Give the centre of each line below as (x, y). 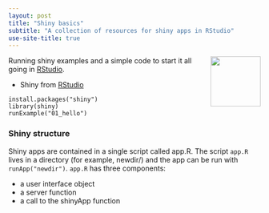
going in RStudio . (37, 70)
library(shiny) (34, 106)
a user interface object (57, 183)
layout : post (30, 16)
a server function (48, 192)
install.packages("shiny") (53, 100)
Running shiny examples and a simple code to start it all (100, 61)
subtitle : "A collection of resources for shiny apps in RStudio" (121, 30)
